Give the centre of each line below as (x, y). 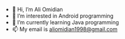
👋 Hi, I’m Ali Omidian (37, 9)
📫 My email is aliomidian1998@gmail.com (65, 29)
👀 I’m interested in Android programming (63, 16)
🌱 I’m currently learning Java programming (66, 22)
